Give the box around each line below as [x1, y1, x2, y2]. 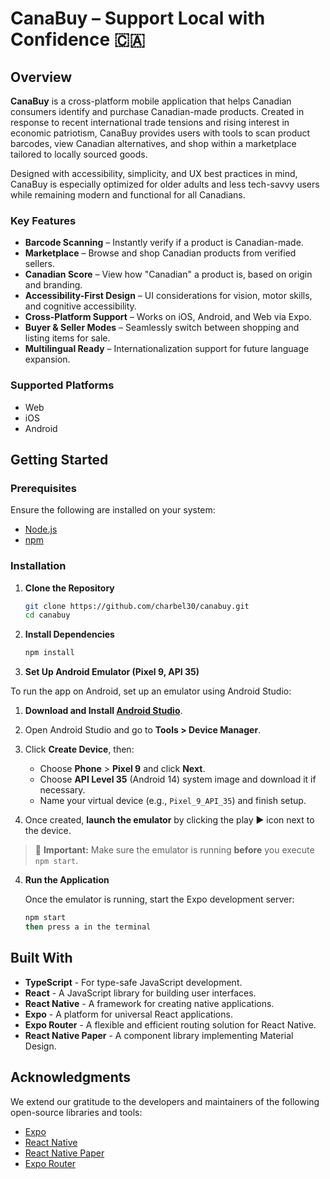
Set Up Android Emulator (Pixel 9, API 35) [24, 666, 200, 678]
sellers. [24, 258, 55, 270]
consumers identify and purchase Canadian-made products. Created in [10, 106, 305, 117]
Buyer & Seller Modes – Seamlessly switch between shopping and [24, 322, 300, 334]
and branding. [24, 279, 83, 291]
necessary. [39, 784, 86, 796]
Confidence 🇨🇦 [10, 28, 146, 51]
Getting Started [10, 451, 109, 468]
